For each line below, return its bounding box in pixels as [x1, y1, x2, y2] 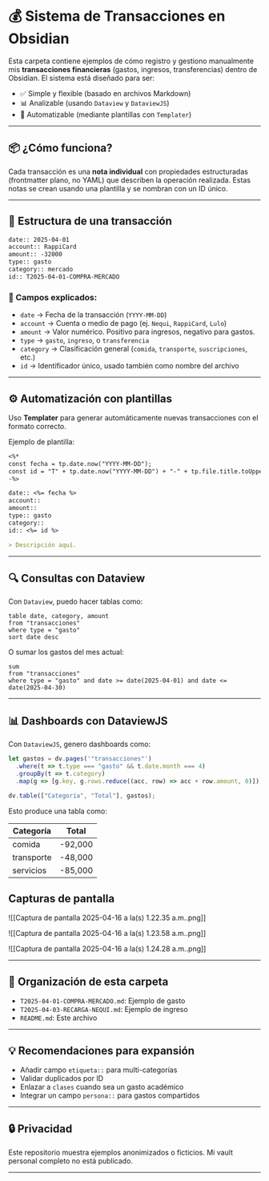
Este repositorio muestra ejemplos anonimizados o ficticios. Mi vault [8, 1147, 234, 1157]
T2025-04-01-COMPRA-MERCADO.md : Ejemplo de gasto [19, 996, 186, 1006]
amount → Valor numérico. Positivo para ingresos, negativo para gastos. [19, 327, 255, 337]
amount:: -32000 [8, 251, 62, 259]
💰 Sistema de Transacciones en [8, 7, 226, 26]
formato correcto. [8, 421, 66, 431]
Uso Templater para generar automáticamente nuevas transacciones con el [8, 412, 259, 422]
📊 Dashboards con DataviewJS [8, 714, 168, 728]
